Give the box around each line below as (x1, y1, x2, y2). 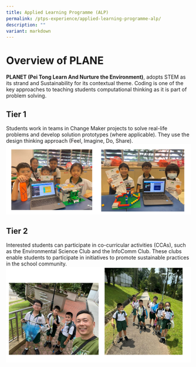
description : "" (6, 22, 46, 28)
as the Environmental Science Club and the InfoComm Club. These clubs (6, 248, 182, 255)
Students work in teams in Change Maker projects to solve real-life (6, 125, 168, 132)
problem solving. (6, 92, 47, 99)
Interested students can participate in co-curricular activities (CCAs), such (6, 241, 186, 249)
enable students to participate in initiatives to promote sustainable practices (6, 254, 190, 261)
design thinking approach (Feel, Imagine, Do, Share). (6, 137, 133, 144)
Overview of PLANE (6, 54, 104, 68)
